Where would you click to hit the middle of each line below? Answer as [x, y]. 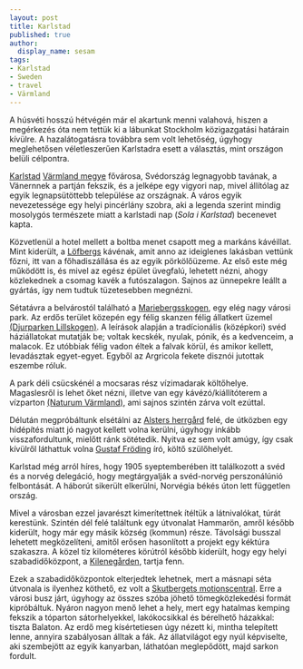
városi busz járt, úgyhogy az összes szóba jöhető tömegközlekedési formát [151, 598]
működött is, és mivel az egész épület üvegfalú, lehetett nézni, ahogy [139, 271]
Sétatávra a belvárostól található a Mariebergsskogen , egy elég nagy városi [150, 307]
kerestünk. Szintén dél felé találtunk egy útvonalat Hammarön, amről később [152, 522]
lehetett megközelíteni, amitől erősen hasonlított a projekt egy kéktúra [140, 542]
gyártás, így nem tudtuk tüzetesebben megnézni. [101, 290]
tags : [20, 60]
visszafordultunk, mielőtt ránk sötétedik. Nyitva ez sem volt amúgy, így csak [151, 439]
